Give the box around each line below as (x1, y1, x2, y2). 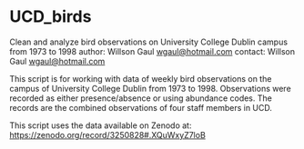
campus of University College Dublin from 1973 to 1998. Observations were (9, 83, 291, 94)
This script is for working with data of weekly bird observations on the (9, 73, 272, 84)
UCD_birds (9, 6, 92, 27)
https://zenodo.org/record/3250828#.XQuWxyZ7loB (9, 129, 207, 140)
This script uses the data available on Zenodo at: (9, 120, 192, 131)
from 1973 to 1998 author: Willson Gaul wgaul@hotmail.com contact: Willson (9, 45, 296, 56)
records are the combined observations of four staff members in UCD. (9, 102, 273, 113)
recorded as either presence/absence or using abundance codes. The (9, 93, 273, 104)
